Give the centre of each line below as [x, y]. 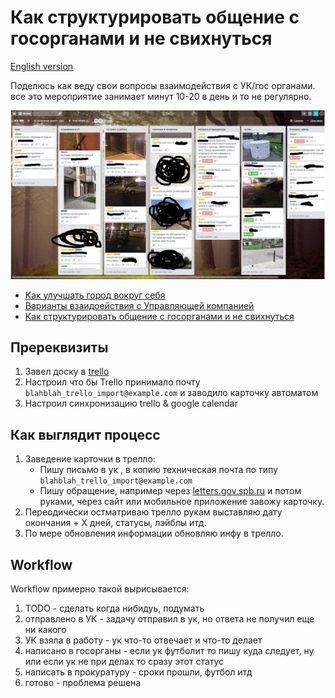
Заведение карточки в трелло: [90, 459]
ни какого [45, 630]
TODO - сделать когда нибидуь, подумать [114, 608]
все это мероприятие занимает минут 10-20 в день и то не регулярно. [161, 96]
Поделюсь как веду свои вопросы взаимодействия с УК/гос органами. [163, 85]
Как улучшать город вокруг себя [95, 295]
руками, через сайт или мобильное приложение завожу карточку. [182, 502]
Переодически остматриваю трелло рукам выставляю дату [153, 512]
